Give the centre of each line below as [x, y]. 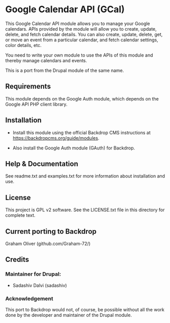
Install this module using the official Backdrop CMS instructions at [82, 132]
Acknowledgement [29, 299]
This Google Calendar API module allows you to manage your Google [78, 23]
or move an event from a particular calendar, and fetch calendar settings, [82, 40]
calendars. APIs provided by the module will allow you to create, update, [81, 29]
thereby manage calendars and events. [46, 60]
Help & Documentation [42, 164]
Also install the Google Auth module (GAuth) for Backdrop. [74, 148]
